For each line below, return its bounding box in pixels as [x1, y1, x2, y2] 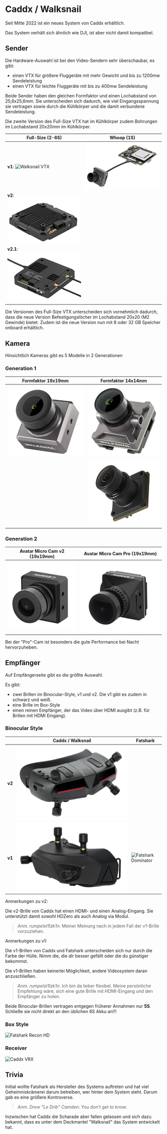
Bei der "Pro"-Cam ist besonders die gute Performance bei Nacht [5, 639, 139, 645]
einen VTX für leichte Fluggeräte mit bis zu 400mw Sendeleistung [12, 83, 148, 89]
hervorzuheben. [5, 644, 38, 650]
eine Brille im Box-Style [12, 702, 61, 708]
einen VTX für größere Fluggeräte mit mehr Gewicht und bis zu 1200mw [12, 72, 160, 78]
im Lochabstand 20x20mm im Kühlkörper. [5, 123, 91, 129]
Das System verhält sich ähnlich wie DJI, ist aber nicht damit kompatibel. [5, 29, 154, 35]
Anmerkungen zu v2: [5, 898, 48, 904]
